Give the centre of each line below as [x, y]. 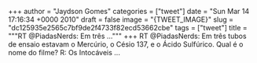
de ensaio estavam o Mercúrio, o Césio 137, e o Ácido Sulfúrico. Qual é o [126, 44]
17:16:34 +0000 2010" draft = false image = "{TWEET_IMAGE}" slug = [121, 19]
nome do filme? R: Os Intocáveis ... [64, 52]
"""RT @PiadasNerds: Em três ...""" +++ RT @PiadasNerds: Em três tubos [127, 36]
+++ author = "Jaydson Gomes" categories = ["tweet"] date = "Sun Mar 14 [129, 11]
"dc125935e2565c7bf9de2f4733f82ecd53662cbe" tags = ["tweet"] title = [128, 28]
